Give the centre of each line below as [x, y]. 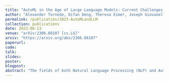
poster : [13, 61]
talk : [11, 52]
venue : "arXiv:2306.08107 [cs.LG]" [43, 33]
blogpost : [16, 66]
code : [11, 47]
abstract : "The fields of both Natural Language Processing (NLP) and [81, 71]
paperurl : [16, 43]
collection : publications [32, 24]
